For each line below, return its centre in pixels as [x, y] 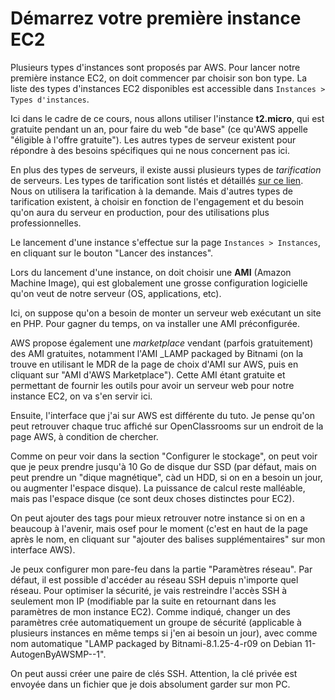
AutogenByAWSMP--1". [58, 654]
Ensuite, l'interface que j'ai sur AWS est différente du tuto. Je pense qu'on [162, 415]
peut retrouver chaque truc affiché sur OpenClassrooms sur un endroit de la [167, 426]
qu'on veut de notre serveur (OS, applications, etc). [116, 293]
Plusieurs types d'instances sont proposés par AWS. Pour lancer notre [155, 67]
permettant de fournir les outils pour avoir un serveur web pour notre [152, 385]
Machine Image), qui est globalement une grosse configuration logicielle [159, 283]
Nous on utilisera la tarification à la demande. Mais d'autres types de [152, 191]
